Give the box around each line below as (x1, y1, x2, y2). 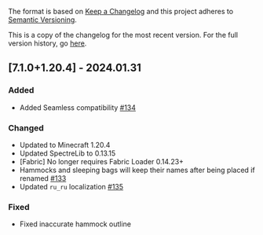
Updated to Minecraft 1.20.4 (19, 140, 111, 149)
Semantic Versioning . (8, 15, 77, 24)
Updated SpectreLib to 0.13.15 (19, 149, 116, 158)
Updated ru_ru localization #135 (19, 182, 124, 191)
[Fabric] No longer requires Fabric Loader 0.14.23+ (19, 156, 184, 166)
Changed (8, 122, 45, 133)
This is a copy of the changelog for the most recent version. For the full (8, 31, 238, 39)
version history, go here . (8, 39, 87, 48)
